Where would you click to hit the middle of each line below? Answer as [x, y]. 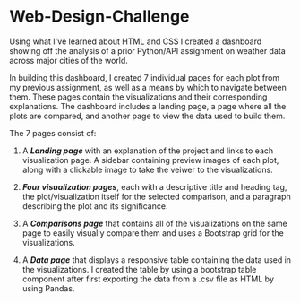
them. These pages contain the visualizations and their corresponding [138, 97]
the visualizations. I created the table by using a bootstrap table [139, 269]
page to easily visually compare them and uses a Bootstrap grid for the [153, 233]
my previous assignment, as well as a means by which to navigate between [148, 87]
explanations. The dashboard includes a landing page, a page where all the [148, 106]
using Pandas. [48, 288]
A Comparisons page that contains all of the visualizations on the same [155, 223]
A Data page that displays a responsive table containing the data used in [157, 260]
